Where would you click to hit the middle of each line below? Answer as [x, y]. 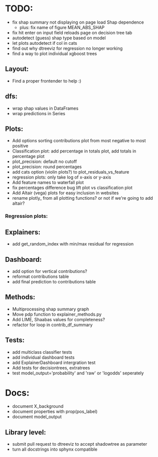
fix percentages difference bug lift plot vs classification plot [72, 188]
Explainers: [23, 232]
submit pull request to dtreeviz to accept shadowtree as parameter [79, 444]
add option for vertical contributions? [50, 271]
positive [20, 146]
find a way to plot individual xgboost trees [54, 53]
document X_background [38, 406]
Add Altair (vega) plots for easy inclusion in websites [66, 193]
